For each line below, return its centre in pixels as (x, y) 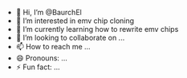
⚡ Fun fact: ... (38, 67)
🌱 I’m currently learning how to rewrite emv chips (97, 29)
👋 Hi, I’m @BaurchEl (49, 12)
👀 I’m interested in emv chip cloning (75, 21)
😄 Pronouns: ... (42, 58)
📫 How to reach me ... (53, 47)
